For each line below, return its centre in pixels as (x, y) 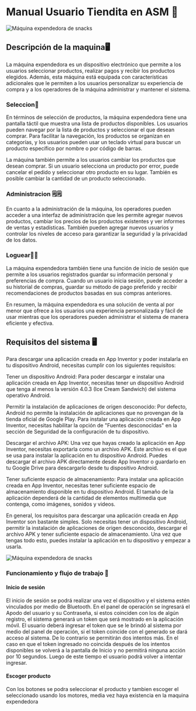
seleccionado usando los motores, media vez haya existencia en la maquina (97, 695)
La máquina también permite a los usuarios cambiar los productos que (91, 160)
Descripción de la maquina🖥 (58, 47)
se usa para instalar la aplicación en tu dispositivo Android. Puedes (87, 455)
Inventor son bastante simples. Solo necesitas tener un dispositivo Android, (97, 522)
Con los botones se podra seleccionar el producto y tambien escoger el (92, 689)
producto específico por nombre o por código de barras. (74, 148)
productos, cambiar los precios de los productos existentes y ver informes (96, 222)
